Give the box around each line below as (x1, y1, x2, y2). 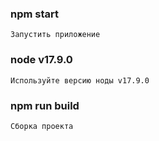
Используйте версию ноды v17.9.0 (10, 75, 150, 86)
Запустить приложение (10, 30, 101, 40)
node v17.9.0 (10, 53, 73, 67)
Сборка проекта (10, 121, 74, 131)
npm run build (10, 98, 80, 112)
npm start (10, 7, 60, 21)
